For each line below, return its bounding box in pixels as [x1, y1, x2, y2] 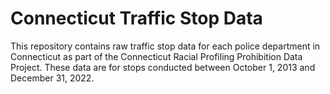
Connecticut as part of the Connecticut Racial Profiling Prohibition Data [10, 50, 303, 62]
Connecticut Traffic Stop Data [10, 7, 263, 30]
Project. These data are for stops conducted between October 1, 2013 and [10, 61, 316, 73]
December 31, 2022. [10, 72, 95, 84]
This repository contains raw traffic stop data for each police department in [10, 40, 321, 52]
